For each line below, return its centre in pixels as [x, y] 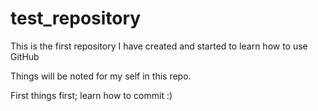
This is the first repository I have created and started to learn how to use [159, 46]
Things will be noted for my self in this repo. [101, 76]
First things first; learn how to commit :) [91, 95]
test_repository [76, 18]
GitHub [25, 56]
